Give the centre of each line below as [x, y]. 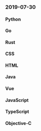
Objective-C [18, 123]
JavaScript [17, 100]
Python [13, 19]
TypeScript [17, 112]
